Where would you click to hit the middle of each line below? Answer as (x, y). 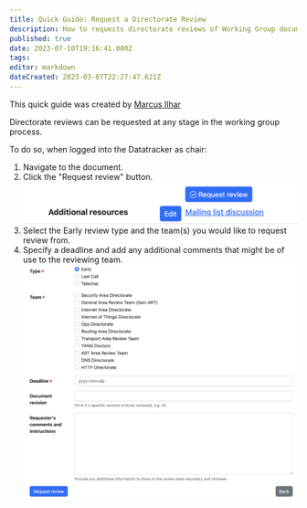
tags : (20, 58)
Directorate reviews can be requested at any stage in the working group (145, 122)
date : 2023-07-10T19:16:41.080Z (71, 48)
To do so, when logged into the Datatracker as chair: (108, 149)
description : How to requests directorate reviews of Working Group (143, 29)
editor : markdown (42, 68)
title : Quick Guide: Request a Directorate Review (108, 19)
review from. (47, 240)
